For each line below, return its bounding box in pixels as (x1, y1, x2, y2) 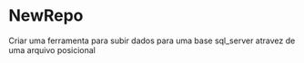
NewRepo (8, 5, 84, 26)
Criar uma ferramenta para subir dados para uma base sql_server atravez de (8, 35, 296, 46)
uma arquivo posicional (8, 44, 96, 55)
